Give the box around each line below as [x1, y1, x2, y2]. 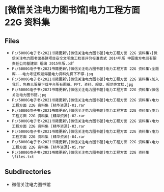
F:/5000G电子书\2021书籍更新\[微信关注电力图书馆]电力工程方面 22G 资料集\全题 [11, 66, 159, 71]
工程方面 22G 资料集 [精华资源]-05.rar [11, 145, 85, 150]
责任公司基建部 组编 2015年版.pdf [11, 61, 75, 66]
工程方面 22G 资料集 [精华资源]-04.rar [11, 134, 85, 139]
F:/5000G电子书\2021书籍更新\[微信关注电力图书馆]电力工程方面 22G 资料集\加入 [11, 77, 159, 82]
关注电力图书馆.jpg [11, 93, 47, 97]
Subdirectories [4, 168, 51, 176]
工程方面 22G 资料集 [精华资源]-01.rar [11, 103, 85, 108]
